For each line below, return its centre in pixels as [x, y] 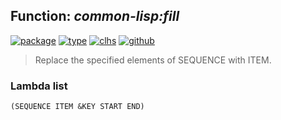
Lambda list [39, 86]
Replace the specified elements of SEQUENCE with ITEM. [153, 60]
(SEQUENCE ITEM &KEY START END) [77, 107]
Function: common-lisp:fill [95, 16]
